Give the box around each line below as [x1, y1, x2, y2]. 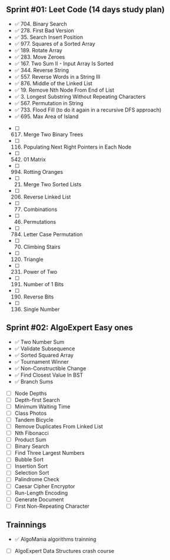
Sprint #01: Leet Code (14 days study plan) [6, 5, 165, 15]
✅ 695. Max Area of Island [14, 113, 79, 120]
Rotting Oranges [23, 168, 64, 175]
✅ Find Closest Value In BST [14, 371, 84, 378]
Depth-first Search [14, 396, 61, 403]
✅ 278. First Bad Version [14, 26, 75, 34]
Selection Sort [14, 470, 49, 477]
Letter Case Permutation [23, 230, 83, 237]
